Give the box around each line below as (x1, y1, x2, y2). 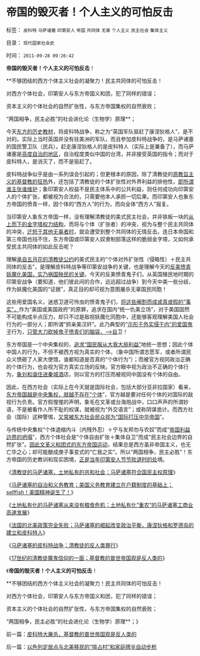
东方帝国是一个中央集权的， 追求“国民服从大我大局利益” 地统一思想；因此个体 (6, 341, 193, 348)
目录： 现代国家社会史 (6, 39, 55, 46)
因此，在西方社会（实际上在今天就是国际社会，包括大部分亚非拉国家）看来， (6, 383, 194, 390)
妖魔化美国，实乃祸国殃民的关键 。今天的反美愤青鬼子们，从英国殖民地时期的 (6, 270, 194, 278)
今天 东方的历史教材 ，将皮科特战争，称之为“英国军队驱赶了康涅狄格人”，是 (6, 128, 189, 135)
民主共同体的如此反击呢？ (11, 243, 74, 250)
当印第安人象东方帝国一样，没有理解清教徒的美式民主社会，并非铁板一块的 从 (6, 213, 194, 220)
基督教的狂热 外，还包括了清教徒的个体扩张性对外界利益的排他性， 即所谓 (16, 177, 194, 185)
